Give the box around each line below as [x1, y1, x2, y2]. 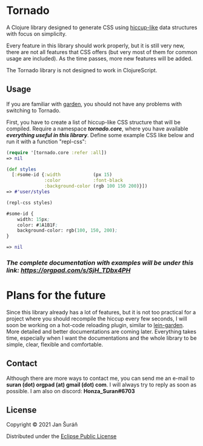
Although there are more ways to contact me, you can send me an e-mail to [6, 374, 195, 382]
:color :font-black [44, 177, 123, 184]
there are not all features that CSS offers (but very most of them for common [6, 48, 198, 55]
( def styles [6, 166, 36, 172]
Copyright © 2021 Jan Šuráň [6, 421, 78, 428]
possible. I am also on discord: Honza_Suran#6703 [6, 387, 135, 394]
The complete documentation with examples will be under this [6, 258, 194, 267]
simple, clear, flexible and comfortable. [6, 340, 104, 348]
